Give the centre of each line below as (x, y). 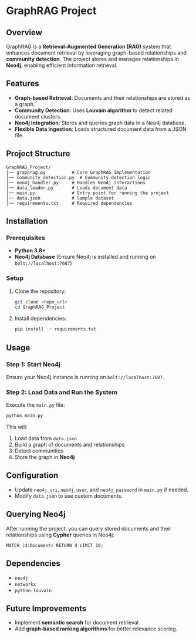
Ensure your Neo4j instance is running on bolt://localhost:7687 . (85, 377)
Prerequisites (26, 238)
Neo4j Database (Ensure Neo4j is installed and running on (85, 257)
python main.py (25, 416)
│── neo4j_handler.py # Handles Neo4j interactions (76, 183)
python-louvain (33, 590)
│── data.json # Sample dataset (60, 198)
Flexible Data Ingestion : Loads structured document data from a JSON (100, 129)
